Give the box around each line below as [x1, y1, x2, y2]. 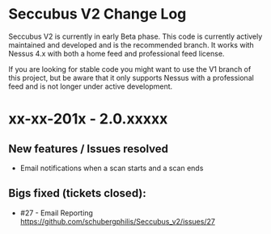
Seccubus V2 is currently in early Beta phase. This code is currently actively [8, 31, 263, 41]
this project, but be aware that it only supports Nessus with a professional [8, 73, 255, 82]
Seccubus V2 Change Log [8, 5, 187, 23]
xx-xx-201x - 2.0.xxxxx [8, 110, 168, 128]
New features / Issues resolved [8, 142, 168, 156]
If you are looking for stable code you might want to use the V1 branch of [8, 64, 252, 73]
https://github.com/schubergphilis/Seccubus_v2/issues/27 [19, 216, 216, 226]
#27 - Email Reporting [19, 207, 93, 218]
